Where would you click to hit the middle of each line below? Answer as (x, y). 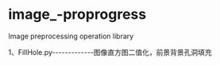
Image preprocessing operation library (71, 36)
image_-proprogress (77, 14)
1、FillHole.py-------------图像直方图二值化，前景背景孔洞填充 (110, 52)
